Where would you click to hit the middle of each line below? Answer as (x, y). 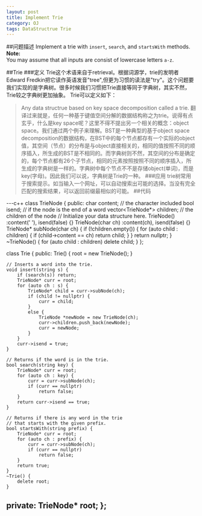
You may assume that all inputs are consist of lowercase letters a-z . (90, 60)
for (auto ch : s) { (43, 286)
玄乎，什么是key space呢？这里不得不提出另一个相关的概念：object (105, 123)
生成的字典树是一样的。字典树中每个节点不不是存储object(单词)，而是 (107, 168)
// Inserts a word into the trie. (50, 265)
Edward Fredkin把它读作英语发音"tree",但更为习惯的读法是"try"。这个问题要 (100, 80)
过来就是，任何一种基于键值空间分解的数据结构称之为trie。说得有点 (110, 116)
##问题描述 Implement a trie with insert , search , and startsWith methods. (98, 47)
